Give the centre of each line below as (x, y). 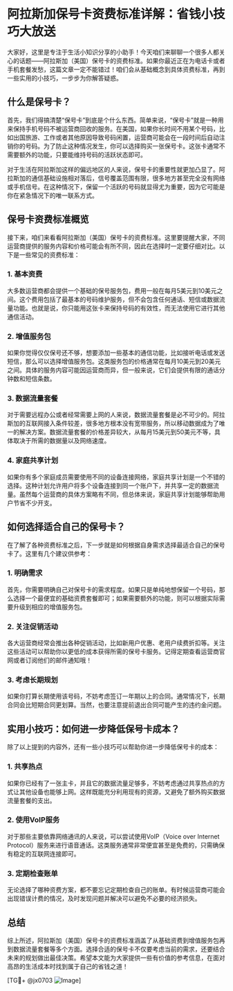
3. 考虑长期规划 (33, 680)
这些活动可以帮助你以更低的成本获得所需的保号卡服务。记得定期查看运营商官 (116, 651)
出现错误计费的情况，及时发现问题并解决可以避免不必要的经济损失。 (104, 899)
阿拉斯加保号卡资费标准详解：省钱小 (110, 14)
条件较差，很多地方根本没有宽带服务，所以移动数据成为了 (137, 423)
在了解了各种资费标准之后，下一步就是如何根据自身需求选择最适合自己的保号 (116, 545)
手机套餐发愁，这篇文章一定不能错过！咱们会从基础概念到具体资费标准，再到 (116, 69)
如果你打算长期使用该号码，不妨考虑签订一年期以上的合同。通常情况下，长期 (116, 696)
